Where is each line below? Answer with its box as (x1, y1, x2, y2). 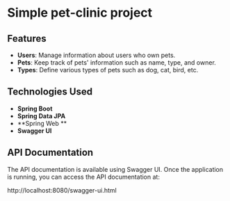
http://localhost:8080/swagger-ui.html (7, 186, 117, 194)
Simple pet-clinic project (7, 5, 153, 21)
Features (7, 33, 47, 45)
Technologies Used (7, 86, 92, 98)
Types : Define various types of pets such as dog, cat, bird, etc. (17, 66, 199, 74)
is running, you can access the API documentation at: (7, 172, 160, 181)
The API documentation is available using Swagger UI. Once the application (7, 165, 224, 173)
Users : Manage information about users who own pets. (17, 51, 176, 59)
